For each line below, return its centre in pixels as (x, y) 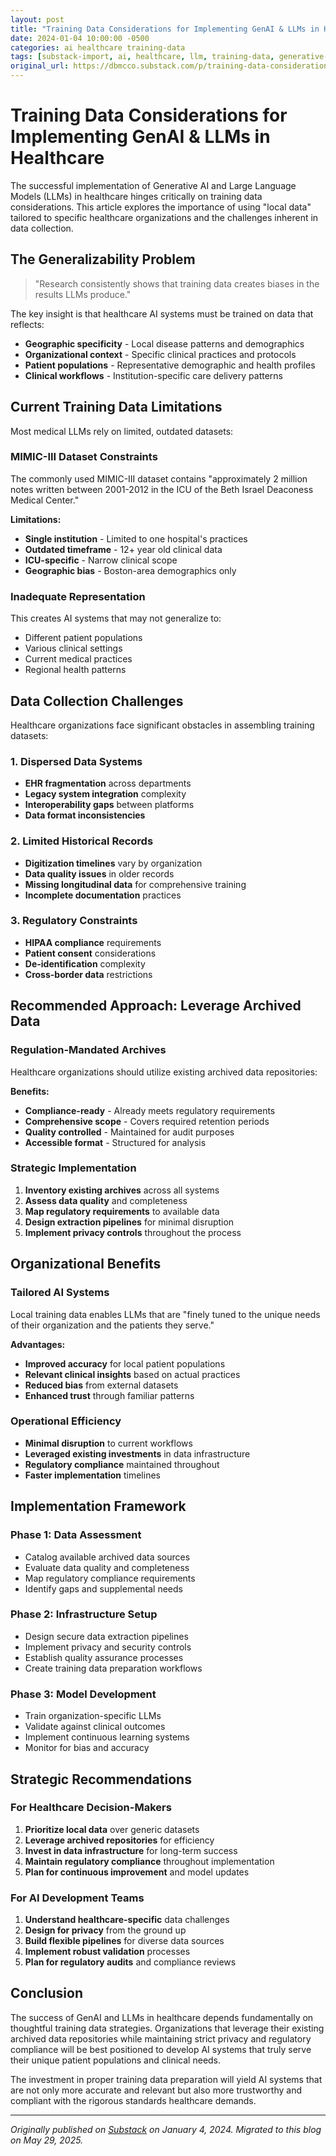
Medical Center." (45, 500)
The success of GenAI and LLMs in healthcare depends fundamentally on (162, 2017)
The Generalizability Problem (103, 259)
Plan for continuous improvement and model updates (137, 1872)
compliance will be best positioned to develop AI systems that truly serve (161, 2049)
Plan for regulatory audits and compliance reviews (130, 1962)
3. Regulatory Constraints (74, 921)
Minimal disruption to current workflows (108, 1443)
